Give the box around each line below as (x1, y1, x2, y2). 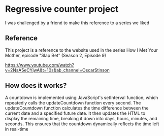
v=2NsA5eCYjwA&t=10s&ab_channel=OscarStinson (5, 67, 110, 73)
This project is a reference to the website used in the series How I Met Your (5, 47, 158, 53)
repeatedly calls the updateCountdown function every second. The (5, 100, 141, 105)
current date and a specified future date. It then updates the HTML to (5, 110, 146, 116)
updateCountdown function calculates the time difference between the (5, 105, 149, 111)
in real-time (5, 126, 29, 132)
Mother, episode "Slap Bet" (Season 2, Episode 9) (5, 52, 107, 58)
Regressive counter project (5, 3, 119, 15)
